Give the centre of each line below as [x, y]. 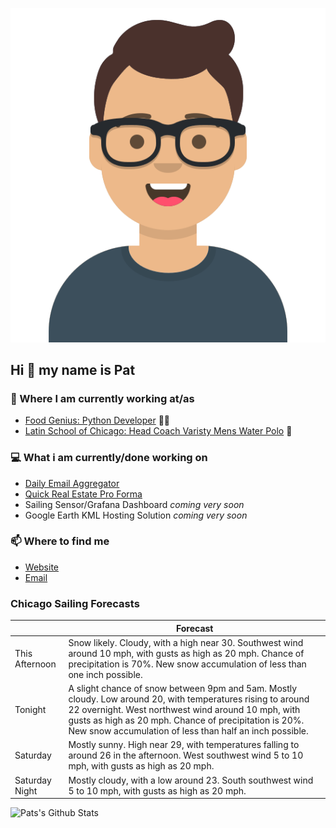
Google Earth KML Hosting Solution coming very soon [136, 515]
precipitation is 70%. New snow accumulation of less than [187, 664]
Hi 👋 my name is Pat [73, 369]
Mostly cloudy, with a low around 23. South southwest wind [191, 780]
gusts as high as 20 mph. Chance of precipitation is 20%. [186, 720]
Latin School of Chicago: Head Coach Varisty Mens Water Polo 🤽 [158, 431]
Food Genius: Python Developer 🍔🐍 [97, 420]
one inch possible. [105, 674]
